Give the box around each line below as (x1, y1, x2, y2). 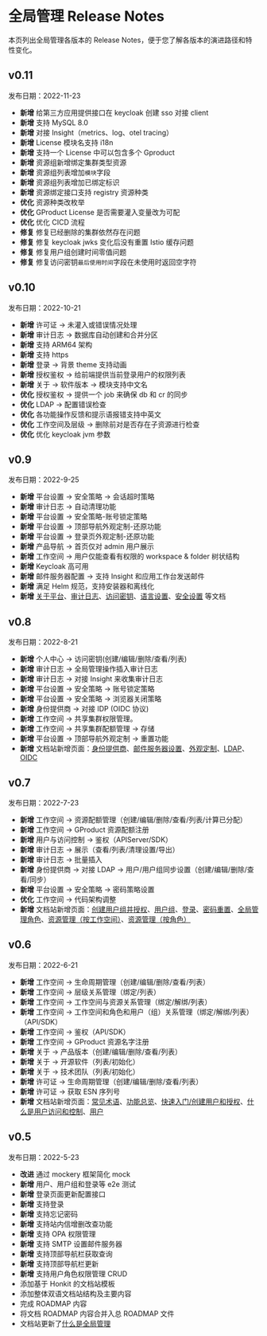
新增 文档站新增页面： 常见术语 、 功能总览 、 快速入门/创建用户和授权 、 (19, 1096, 248, 1106)
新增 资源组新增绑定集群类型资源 (19, 157, 127, 167)
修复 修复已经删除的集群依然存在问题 (19, 227, 141, 237)
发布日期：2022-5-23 (8, 1152, 79, 1162)
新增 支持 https (19, 350, 69, 359)
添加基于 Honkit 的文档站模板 (19, 1279, 115, 1288)
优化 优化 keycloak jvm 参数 (19, 429, 111, 439)
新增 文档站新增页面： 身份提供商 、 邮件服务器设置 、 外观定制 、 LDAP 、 (19, 744, 249, 754)
